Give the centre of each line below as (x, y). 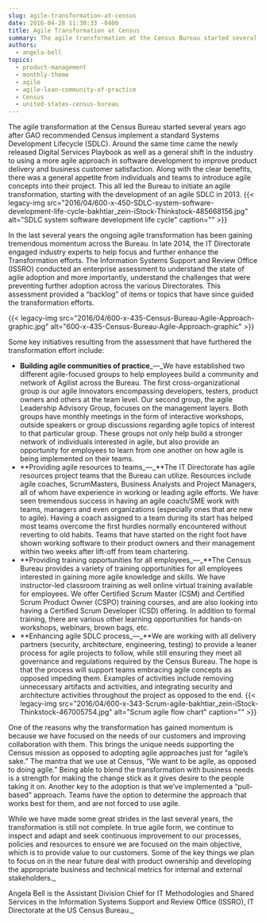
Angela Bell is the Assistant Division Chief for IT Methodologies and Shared (131, 893)
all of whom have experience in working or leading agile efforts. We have (139, 493)
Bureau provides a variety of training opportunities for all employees (131, 568)
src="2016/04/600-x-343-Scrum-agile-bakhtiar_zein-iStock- (158, 703)
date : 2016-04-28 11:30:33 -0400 (64, 23)
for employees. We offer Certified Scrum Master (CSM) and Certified (132, 594)
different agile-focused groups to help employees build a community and (139, 374)
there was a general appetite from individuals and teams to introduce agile (130, 178)
